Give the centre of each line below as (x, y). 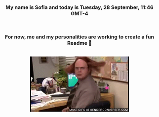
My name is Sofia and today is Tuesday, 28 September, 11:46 (79, 7)
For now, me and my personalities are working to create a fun (79, 37)
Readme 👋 (79, 43)
